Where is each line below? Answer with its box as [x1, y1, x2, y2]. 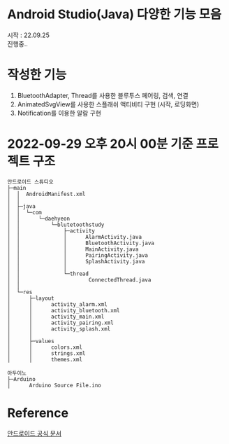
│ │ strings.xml [7, 349, 86, 357]
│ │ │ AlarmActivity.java [7, 233, 142, 240]
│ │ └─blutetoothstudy [7, 221, 105, 228]
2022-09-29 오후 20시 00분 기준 [7, 136, 193, 152]
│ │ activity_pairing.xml [7, 319, 114, 326]
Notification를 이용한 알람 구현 [17, 109, 101, 117]
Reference [7, 405, 68, 421]
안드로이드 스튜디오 [7, 178, 54, 186]
